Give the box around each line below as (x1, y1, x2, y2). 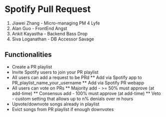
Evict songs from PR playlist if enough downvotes (11, 106, 114, 112)
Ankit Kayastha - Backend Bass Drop (11, 30, 88, 36)
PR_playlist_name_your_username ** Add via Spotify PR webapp (11, 79, 144, 85)
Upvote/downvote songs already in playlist (11, 101, 100, 107)
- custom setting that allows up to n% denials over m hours (11, 95, 133, 101)
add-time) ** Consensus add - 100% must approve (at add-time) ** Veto (11, 90, 161, 96)
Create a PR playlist (11, 63, 52, 69)
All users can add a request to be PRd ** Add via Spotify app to (11, 74, 142, 80)
